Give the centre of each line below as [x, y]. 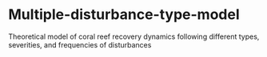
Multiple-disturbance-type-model [124, 15]
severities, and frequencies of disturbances [80, 44]
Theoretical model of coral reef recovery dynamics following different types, [134, 36]
